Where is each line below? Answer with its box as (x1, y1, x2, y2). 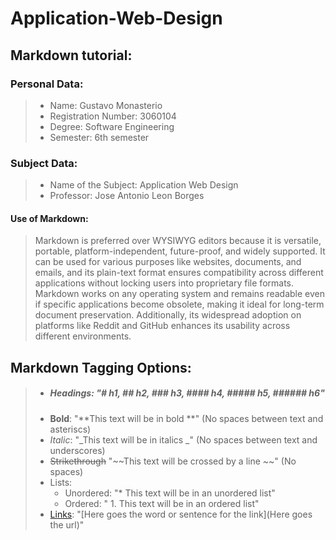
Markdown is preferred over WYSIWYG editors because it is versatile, (34, 235, 322, 247)
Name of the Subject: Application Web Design (49, 179, 239, 191)
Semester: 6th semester (49, 131, 150, 143)
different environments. (34, 330, 132, 342)
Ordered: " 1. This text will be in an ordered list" (64, 497, 260, 509)
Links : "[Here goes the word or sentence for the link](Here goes (49, 508, 313, 520)
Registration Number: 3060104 (49, 110, 177, 122)
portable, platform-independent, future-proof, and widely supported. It (34, 245, 326, 257)
